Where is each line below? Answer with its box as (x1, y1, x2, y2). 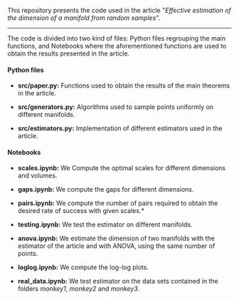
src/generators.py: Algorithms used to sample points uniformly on (17, 103, 214, 111)
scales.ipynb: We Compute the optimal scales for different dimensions (17, 164, 226, 172)
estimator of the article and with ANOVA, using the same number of (17, 242, 216, 250)
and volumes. (17, 171, 58, 180)
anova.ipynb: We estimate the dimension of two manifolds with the (17, 234, 216, 243)
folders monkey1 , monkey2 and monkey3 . (17, 284, 140, 293)
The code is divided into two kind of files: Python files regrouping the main (7, 34, 226, 42)
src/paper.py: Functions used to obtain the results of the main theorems (17, 81, 230, 90)
